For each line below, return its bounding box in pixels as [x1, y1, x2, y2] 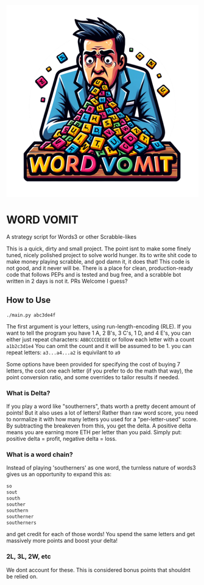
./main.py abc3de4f [6, 312, 56, 318]
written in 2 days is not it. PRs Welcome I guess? [6, 277, 128, 285]
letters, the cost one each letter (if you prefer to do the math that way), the [6, 367, 193, 374]
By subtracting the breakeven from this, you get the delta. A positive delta [6, 422, 192, 429]
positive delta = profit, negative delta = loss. [6, 435, 117, 443]
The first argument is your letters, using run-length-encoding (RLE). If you [6, 322, 192, 330]
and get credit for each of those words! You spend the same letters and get [6, 531, 195, 538]
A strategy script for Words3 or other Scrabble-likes [6, 233, 137, 240]
